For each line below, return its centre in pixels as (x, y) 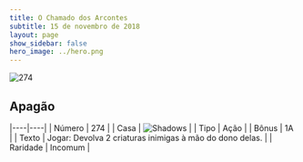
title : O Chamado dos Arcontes (69, 18)
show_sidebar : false (49, 43)
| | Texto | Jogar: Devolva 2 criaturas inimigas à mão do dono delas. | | (141, 137)
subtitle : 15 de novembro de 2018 (75, 26)
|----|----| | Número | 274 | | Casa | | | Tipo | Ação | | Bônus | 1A (151, 127)
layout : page (34, 35)
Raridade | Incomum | (50, 147)
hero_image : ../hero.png (56, 52)
